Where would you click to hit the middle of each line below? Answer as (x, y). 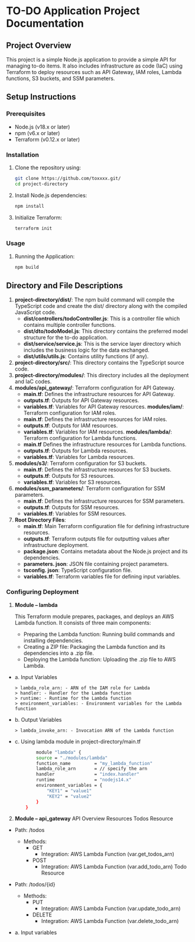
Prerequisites (26, 114)
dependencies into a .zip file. (59, 653)
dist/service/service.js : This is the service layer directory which (102, 344)
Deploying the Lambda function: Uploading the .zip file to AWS (100, 659)
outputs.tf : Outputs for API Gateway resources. (81, 400)
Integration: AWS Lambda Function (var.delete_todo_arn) (110, 921)
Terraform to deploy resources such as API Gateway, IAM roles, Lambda (94, 72)
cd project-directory (41, 184)
